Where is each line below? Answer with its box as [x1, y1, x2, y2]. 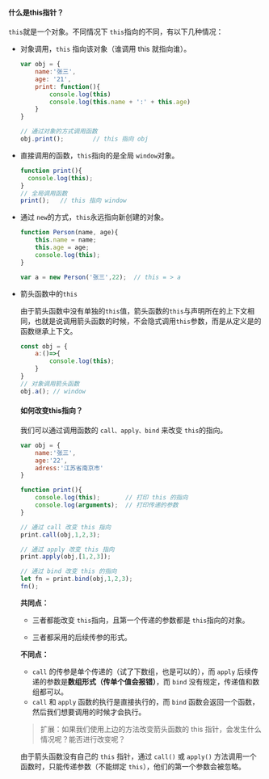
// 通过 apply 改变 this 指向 [19, 545, 115, 554]
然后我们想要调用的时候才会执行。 [32, 707, 146, 717]
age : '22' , [35, 457, 68, 465]
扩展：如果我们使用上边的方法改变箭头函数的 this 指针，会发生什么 [40, 724, 263, 734]
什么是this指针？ [8, 7, 65, 17]
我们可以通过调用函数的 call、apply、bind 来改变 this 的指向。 [19, 425, 228, 435]
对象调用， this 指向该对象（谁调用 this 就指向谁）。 [19, 44, 191, 54]
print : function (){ [35, 82, 101, 91]
